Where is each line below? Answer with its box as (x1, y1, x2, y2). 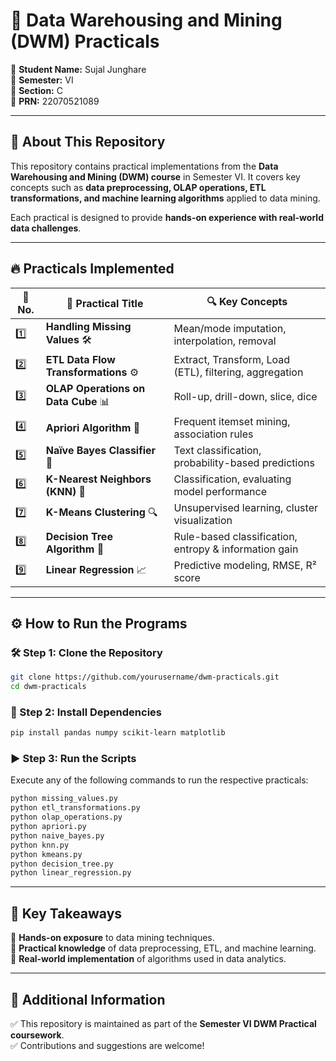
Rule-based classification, (173, 529, 298, 543)
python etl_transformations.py (10, 803, 141, 813)
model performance (173, 484, 267, 498)
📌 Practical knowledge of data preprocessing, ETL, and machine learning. (10, 942, 317, 954)
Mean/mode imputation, (173, 322, 287, 336)
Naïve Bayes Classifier (45, 443, 157, 457)
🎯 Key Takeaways (10, 905, 123, 922)
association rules (173, 427, 254, 441)
